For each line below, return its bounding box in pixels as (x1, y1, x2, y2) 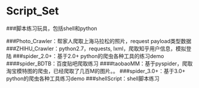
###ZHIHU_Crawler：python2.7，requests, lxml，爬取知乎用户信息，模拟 (6, 45, 186, 52)
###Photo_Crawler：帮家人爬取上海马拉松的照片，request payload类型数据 (6, 37, 192, 44)
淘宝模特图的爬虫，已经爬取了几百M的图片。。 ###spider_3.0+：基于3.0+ (6, 67, 186, 74)
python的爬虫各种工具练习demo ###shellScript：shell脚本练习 (6, 75, 160, 82)
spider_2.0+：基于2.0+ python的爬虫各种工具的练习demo (23, 52, 164, 59)
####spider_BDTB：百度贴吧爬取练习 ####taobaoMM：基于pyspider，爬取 (6, 60, 193, 67)
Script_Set (6, 4, 59, 18)
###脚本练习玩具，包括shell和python (6, 25, 97, 32)
